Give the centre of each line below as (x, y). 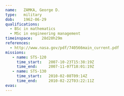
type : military (24, 15)
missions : (16, 52)
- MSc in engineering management (45, 34)
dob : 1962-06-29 (26, 19)
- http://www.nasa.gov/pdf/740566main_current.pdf (65, 48)
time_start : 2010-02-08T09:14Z (52, 76)
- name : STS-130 (29, 72)
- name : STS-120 (29, 57)
